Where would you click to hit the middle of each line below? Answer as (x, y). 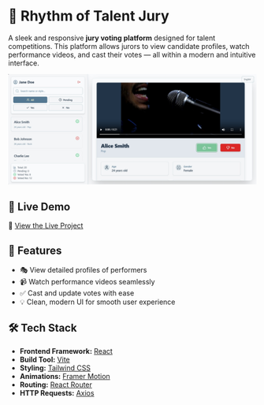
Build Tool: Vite (45, 359)
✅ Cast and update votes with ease (77, 293)
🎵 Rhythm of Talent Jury (89, 16)
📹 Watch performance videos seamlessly (87, 282)
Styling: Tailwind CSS (55, 368)
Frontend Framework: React (66, 351)
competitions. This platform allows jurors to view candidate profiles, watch (129, 46)
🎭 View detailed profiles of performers (83, 270)
